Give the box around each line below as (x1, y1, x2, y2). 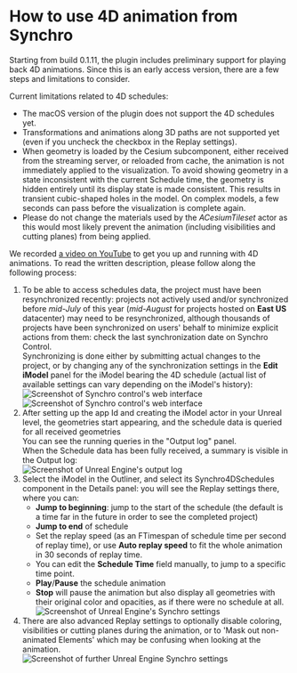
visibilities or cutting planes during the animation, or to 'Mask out (21, 625, 260, 636)
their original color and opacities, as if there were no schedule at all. (35, 596, 285, 607)
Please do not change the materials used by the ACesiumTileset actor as (21, 212, 288, 223)
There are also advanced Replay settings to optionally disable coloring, (21, 615, 283, 626)
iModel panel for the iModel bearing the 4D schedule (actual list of (21, 369, 267, 380)
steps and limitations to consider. (9, 73, 131, 84)
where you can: (21, 492, 80, 503)
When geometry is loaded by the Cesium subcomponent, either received (21, 145, 289, 157)
